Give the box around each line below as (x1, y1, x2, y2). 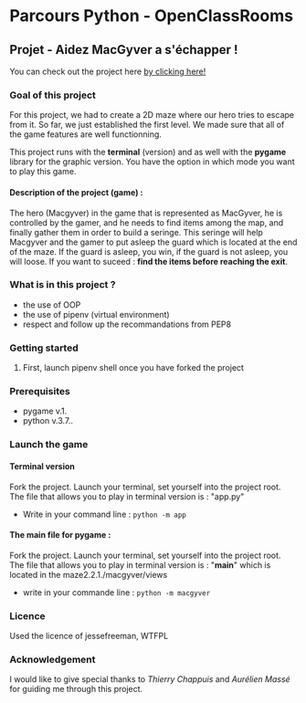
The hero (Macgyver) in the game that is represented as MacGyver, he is (9, 207, 283, 218)
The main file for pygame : (9, 530, 111, 540)
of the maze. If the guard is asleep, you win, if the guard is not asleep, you (9, 246, 289, 257)
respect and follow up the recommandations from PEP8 (22, 319, 231, 330)
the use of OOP (22, 299, 81, 310)
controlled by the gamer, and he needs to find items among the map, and (9, 216, 284, 228)
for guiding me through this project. (9, 684, 143, 695)
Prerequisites (9, 385, 70, 398)
